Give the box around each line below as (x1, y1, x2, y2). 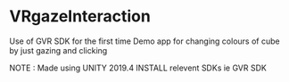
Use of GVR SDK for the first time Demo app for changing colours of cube (9, 36, 280, 46)
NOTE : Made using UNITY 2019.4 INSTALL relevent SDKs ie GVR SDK (9, 62, 268, 73)
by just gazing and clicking (9, 45, 108, 55)
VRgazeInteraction (9, 6, 152, 27)
